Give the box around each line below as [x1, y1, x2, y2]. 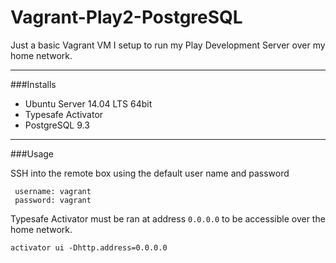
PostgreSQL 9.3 [24, 119, 90, 131]
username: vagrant [14, 186, 92, 196]
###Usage [10, 147, 55, 160]
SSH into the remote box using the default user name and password [10, 167, 290, 179]
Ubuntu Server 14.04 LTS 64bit [24, 97, 153, 110]
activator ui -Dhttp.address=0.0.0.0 [10, 242, 168, 253]
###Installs [10, 78, 57, 90]
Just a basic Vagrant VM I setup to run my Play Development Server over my [10, 39, 326, 51]
